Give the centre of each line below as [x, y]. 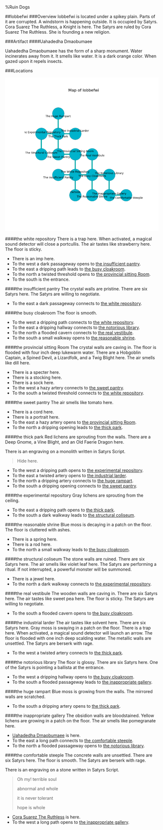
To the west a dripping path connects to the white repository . [73, 322]
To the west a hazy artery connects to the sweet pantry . [68, 388]
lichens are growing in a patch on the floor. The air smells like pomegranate [81, 721]
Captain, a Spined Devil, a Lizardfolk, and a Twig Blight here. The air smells [80, 357]
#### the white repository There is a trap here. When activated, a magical [79, 239]
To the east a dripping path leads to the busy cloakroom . [69, 269]
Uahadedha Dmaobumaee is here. [46, 735]
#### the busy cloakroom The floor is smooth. [51, 313]
